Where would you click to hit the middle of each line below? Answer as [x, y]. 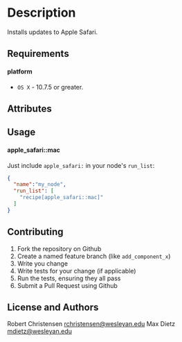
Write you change [42, 263]
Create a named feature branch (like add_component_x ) [94, 256]
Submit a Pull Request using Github [67, 285]
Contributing [35, 232]
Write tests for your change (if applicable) [76, 271]
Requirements [38, 54]
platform [20, 71]
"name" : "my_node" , [40, 185]
